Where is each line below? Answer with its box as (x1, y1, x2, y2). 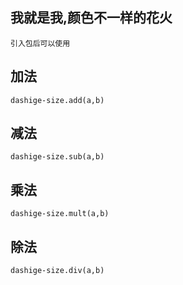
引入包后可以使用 (10, 38, 71, 48)
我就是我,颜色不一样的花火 (10, 9, 173, 27)
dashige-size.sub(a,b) (10, 152, 105, 162)
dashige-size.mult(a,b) (10, 209, 110, 219)
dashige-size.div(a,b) (10, 266, 105, 276)
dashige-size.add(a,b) (10, 95, 105, 105)
